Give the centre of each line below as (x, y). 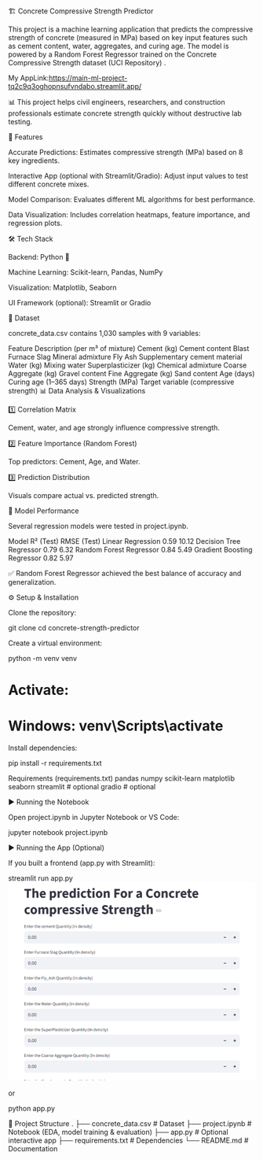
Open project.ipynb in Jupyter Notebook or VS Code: (94, 818)
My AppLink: (29, 78)
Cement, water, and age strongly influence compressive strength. (114, 428)
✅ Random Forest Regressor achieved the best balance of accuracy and (125, 573)
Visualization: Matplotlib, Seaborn (62, 287)
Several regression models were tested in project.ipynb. (98, 526)
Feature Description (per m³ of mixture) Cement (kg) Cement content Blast (129, 348)
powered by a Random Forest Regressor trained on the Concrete (113, 54)
